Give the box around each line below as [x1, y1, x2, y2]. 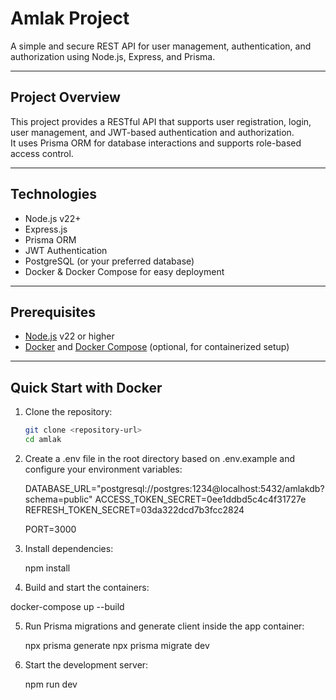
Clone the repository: [24, 406, 113, 418]
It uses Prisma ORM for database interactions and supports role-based [10, 137, 302, 149]
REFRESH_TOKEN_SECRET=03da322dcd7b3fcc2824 [24, 503, 245, 516]
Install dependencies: [24, 542, 114, 554]
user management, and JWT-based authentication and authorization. [10, 126, 295, 138]
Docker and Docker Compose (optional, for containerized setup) [24, 341, 290, 353]
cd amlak [24, 435, 62, 445]
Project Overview [10, 89, 121, 106]
